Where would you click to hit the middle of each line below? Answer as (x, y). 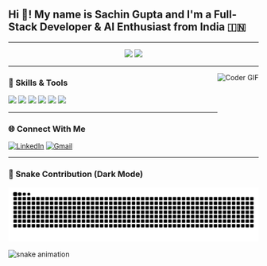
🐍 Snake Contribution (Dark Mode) (76, 174)
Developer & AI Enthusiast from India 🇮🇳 (143, 27)
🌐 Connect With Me (47, 129)
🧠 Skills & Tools (38, 83)
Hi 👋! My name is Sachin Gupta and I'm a (110, 15)
